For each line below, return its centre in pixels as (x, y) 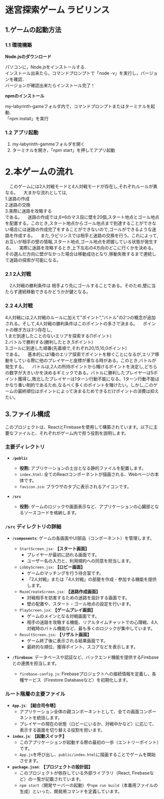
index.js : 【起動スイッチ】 (39, 736)
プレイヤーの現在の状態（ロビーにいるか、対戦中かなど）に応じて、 (88, 724)
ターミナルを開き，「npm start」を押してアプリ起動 (63, 150)
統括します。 (49, 718)
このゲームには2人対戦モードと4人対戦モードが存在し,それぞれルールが (81, 187)
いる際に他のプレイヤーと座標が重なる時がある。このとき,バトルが (89, 360)
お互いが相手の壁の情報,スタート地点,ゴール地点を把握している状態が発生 (79, 242)
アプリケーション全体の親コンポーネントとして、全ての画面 (79, 712)
